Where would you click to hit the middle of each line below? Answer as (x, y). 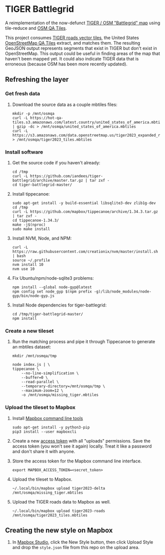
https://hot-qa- (47, 118)
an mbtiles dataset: (32, 347)
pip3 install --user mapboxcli (44, 432)
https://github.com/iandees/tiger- (67, 176)
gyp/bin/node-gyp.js (33, 296)
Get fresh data (23, 94)
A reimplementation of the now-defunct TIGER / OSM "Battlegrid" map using (83, 23)
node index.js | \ (31, 365)
